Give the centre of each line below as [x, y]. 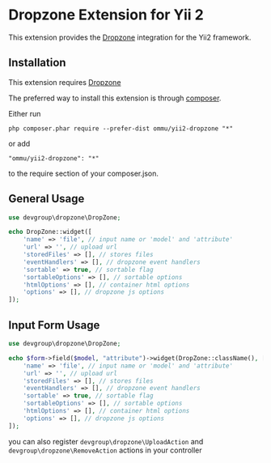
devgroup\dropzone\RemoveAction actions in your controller [105, 450]
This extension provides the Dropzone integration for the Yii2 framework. [130, 37]
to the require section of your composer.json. [84, 173]
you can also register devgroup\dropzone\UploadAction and [106, 441]
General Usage [47, 199]
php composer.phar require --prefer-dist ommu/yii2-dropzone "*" [121, 128]
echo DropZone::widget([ [50, 232]
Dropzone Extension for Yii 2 [106, 15]
